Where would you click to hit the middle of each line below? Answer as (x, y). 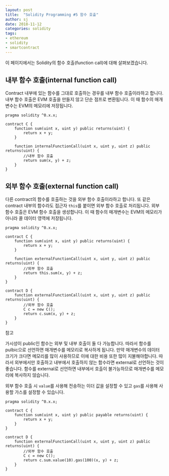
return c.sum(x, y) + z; (50, 314)
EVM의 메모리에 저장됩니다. (46, 106)
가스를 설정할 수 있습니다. (39, 392)
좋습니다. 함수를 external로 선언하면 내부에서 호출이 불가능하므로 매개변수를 (80, 369)
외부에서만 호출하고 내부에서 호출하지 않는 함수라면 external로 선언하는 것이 (89, 363)
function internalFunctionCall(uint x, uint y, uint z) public (82, 146)
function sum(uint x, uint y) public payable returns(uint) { (81, 415)
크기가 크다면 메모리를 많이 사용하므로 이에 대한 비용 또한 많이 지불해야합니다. (81, 356)
